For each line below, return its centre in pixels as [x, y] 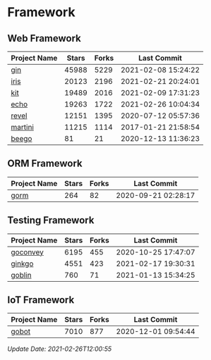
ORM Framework [45, 164]
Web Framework [44, 38]
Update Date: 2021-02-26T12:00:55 [59, 349]
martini [22, 127]
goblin [21, 275]
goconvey [28, 252]
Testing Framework [51, 220]
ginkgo [22, 263]
